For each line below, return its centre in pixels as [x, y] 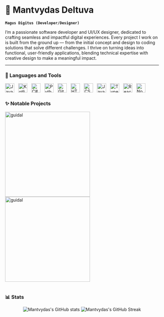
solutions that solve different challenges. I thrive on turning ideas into [74, 47]
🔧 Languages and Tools [33, 75]
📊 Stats [15, 297]
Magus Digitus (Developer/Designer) [42, 23]
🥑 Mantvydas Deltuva [50, 10]
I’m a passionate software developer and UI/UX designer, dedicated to [76, 32]
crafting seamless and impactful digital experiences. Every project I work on [81, 37]
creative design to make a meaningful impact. [51, 58]
